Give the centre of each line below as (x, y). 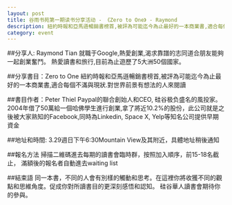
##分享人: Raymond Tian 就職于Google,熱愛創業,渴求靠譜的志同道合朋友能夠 (116, 53)
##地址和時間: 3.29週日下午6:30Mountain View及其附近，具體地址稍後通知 (113, 140)
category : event (30, 33)
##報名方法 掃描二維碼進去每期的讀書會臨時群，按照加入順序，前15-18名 (110, 155)
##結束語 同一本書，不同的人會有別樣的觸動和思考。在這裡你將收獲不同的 (112, 178)
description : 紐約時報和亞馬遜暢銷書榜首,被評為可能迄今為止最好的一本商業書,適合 (113, 26)
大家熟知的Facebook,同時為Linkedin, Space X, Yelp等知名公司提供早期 (119, 117)
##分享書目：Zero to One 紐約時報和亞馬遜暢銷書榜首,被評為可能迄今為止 (111, 76)
